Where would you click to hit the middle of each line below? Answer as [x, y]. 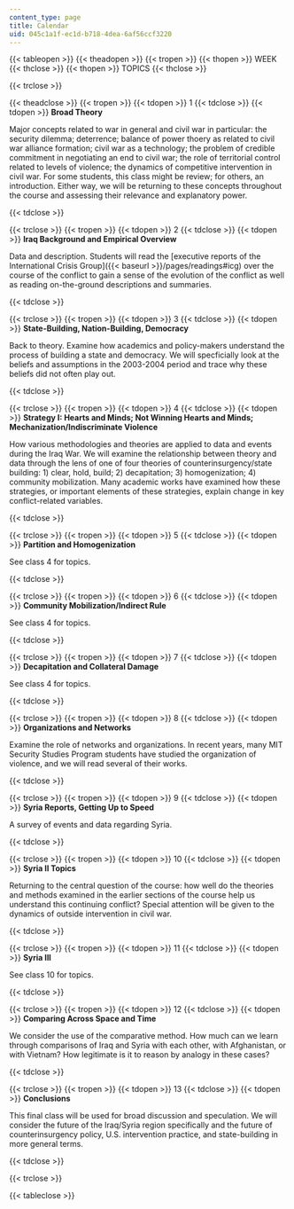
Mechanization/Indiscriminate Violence [83, 428]
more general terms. [46, 1144]
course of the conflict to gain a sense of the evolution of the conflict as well [147, 275]
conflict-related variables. [56, 501]
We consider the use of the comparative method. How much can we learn [144, 1036]
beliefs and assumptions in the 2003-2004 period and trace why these [138, 365]
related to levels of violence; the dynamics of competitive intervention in [141, 167]
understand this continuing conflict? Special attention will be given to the [142, 905]
